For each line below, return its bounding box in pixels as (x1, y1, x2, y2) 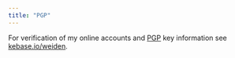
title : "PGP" (8, 11, 51, 20)
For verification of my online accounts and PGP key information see (8, 33, 227, 42)
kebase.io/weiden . (8, 41, 69, 51)
